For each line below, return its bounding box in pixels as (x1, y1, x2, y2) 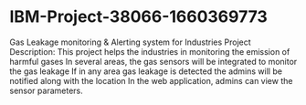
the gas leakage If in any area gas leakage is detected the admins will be (9, 66, 283, 77)
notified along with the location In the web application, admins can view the (9, 75, 293, 86)
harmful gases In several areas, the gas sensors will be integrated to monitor (9, 56, 298, 67)
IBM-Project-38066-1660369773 (9, 6, 268, 27)
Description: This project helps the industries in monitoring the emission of (9, 46, 290, 57)
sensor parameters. (9, 85, 84, 96)
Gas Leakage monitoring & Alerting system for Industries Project (9, 37, 251, 47)
